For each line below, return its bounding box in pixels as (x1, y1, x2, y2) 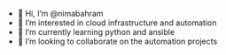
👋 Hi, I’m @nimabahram (17, 9, 104, 18)
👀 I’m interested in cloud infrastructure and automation (17, 17, 217, 28)
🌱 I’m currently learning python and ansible (17, 27, 175, 37)
